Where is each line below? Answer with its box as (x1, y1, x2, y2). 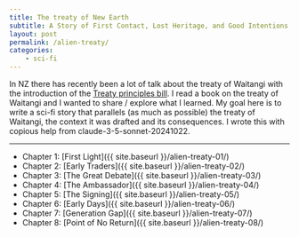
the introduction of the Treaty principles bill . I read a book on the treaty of (9, 88, 279, 99)
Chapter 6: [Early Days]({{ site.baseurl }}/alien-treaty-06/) (21, 199, 236, 209)
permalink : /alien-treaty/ (9, 37, 109, 47)
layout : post (9, 29, 58, 38)
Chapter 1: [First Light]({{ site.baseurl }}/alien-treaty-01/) (21, 152, 230, 162)
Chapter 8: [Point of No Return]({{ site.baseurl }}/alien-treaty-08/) (21, 217, 264, 227)
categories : (9, 46, 53, 55)
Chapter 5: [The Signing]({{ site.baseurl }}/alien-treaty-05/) (21, 189, 240, 200)
